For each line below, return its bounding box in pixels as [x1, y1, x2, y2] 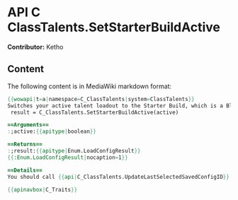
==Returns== [7, 141, 42, 148]
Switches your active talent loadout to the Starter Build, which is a [7, 102, 223, 110]
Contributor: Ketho [7, 42, 64, 51]
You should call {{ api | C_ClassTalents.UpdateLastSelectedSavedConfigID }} [7, 173, 230, 180]
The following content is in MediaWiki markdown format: [7, 82, 172, 90]
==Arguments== [7, 122, 50, 129]
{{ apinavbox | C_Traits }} [7, 186, 78, 193]
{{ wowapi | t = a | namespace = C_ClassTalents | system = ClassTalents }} [7, 95, 195, 102]
